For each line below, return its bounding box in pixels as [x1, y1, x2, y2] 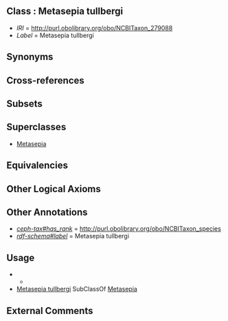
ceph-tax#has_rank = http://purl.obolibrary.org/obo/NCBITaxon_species [16, 225, 221, 233]
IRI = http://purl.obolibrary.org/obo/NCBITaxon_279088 [16, 23, 173, 32]
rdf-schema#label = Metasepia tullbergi [16, 232, 130, 240]
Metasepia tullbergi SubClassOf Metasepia [16, 285, 138, 293]
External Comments [6, 304, 93, 316]
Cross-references [6, 74, 85, 86]
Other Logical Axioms [6, 183, 101, 195]
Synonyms [6, 51, 54, 63]
